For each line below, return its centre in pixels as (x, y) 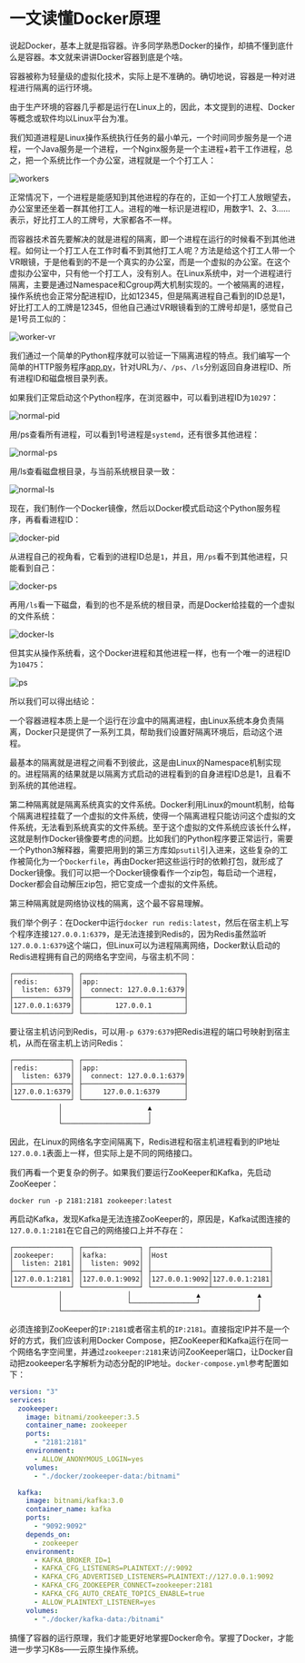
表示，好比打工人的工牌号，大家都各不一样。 (93, 220)
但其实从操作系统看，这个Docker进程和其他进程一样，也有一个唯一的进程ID (150, 653)
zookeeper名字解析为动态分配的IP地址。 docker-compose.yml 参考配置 (153, 1362)
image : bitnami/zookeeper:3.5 (83, 1417)
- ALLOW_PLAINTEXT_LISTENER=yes (94, 1602)
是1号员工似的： (39, 318)
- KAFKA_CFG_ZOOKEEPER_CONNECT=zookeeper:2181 (123, 1586)
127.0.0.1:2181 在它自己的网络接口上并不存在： (98, 1230)
